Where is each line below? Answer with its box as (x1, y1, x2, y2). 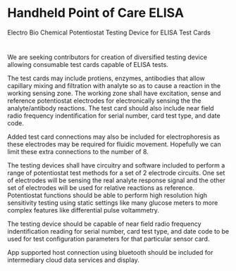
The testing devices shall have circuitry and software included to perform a (7, 161, 225, 170)
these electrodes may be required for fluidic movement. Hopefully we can (7, 140, 221, 149)
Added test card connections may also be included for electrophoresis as (7, 132, 221, 141)
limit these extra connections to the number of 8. (7, 148, 149, 156)
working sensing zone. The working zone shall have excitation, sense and (7, 89, 221, 98)
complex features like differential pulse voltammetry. (7, 206, 160, 215)
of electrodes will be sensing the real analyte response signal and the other (7, 176, 225, 184)
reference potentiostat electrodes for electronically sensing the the (7, 96, 201, 105)
